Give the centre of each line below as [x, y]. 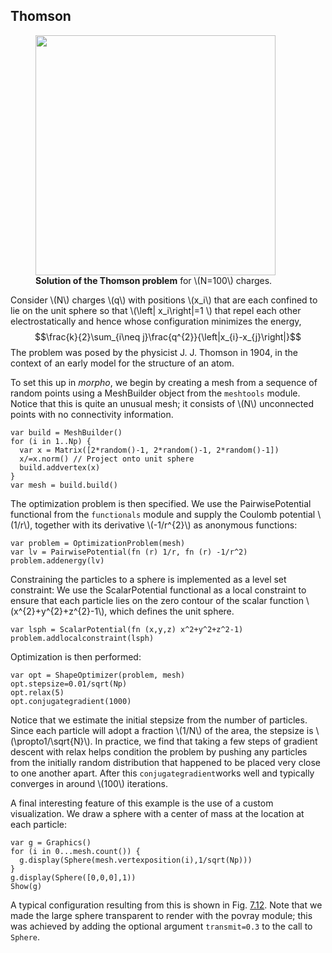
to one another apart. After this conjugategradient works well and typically [162, 773]
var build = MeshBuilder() [66, 432]
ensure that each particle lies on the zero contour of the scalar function [157, 600]
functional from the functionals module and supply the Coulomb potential [163, 514]
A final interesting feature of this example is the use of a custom [142, 803]
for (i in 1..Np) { [51, 441]
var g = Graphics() [51, 842]
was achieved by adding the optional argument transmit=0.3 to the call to [161, 926]
